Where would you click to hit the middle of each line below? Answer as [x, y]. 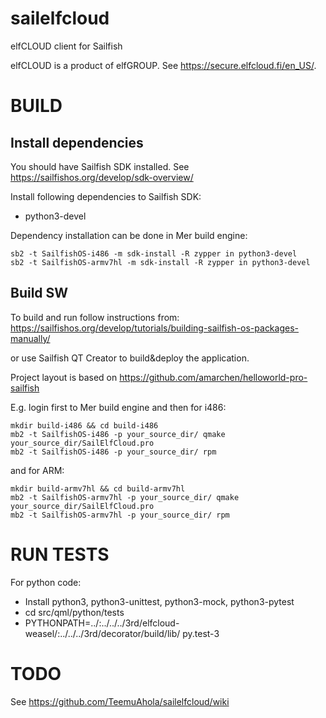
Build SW [39, 293]
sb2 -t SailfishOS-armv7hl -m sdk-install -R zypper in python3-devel [160, 262]
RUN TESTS [60, 554]
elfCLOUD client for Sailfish [66, 46]
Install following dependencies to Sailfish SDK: [106, 196]
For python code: [46, 582]
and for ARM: [37, 470]
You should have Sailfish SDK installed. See [100, 166]
